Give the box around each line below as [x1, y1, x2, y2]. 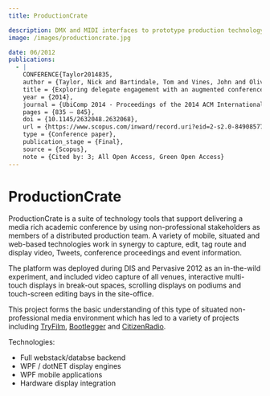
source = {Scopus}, [22, 145, 88, 153]
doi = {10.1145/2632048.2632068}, [22, 116, 138, 124]
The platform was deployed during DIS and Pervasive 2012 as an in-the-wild [8, 263, 261, 273]
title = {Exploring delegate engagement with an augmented [22, 85, 225, 93]
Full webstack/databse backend [19, 353, 126, 362]
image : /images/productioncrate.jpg [8, 34, 131, 42]
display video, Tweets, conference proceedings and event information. [8, 248, 243, 258]
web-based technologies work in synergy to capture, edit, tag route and [8, 239, 247, 249]
